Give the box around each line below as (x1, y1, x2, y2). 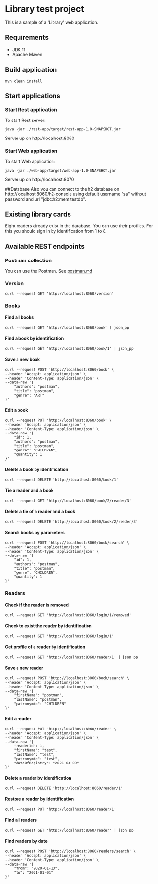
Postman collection (5, 257, 52, 263)
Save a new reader (5, 665, 44, 671)
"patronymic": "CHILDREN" (14, 701, 67, 706)
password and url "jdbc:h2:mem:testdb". (5, 196, 86, 202)
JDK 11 (12, 46, 26, 52)
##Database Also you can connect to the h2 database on (5, 186, 120, 191)
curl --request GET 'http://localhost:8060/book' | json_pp (5, 325, 130, 330)
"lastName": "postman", (14, 697, 62, 702)
